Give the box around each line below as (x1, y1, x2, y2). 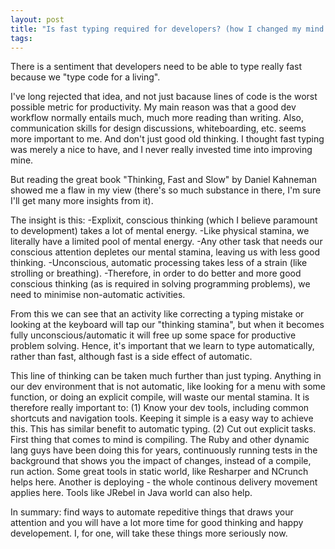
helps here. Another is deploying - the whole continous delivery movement (10, 476, 318, 488)
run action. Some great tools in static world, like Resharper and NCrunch (10, 466, 309, 478)
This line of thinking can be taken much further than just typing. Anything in (10, 370, 322, 382)
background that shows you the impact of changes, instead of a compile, (10, 455, 312, 467)
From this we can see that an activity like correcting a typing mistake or (10, 308, 305, 320)
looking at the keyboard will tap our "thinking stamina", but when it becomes (10, 319, 325, 331)
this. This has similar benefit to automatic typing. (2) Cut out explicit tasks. (10, 423, 317, 435)
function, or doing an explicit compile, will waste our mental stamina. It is (10, 391, 310, 403)
